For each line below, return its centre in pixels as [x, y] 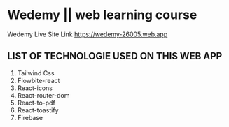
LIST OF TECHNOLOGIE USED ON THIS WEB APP [115, 56]
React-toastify [38, 110]
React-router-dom [43, 95]
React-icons [35, 88]
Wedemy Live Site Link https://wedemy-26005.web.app [88, 34]
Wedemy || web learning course [102, 15]
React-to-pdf [36, 103]
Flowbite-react [39, 80]
